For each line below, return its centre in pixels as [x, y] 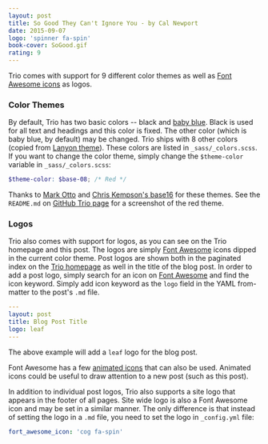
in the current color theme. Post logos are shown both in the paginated [125, 258]
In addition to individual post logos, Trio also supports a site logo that [122, 391]
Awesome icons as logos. [50, 84]
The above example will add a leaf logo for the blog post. [103, 352]
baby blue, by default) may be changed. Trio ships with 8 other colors [123, 139]
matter [19, 292]
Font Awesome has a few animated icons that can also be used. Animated [130, 367]
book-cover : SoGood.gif [48, 46]
